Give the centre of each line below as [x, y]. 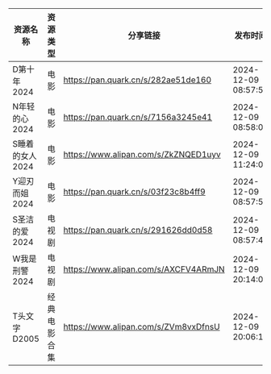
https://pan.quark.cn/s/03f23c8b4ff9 [134, 191]
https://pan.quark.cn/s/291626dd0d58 [138, 230]
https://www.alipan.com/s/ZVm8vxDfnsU [142, 327]
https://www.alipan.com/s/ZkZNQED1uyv [142, 154]
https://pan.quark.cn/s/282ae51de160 [138, 80]
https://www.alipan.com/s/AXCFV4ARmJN [144, 269]
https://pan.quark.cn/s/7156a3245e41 [138, 117]
